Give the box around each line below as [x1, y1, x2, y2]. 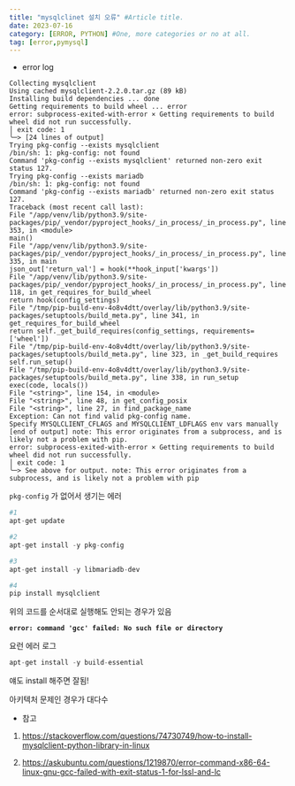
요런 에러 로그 [9, 641, 57, 651]
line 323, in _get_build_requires [151, 351, 278, 359]
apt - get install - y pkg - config [9, 541, 125, 550]
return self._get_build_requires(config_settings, [9, 327, 200, 336]
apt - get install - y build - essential [9, 659, 144, 667]
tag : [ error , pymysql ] [9, 37, 89, 47]
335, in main [9, 258, 57, 266]
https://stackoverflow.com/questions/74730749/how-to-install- [21, 731, 253, 742]
